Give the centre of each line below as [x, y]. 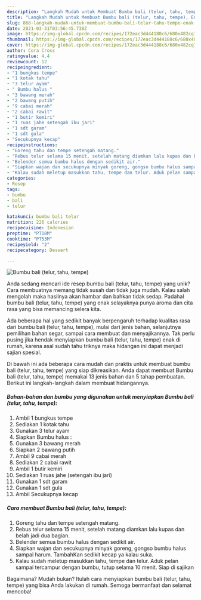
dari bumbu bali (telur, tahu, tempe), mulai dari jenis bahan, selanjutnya [94, 327]
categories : [21, 179]
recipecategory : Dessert [38, 250]
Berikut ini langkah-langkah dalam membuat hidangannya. [78, 383]
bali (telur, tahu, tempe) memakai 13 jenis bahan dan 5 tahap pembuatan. [96, 377]
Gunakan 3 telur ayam [43, 431]
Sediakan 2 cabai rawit [44, 463]
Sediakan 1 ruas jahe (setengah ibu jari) [64, 475]
